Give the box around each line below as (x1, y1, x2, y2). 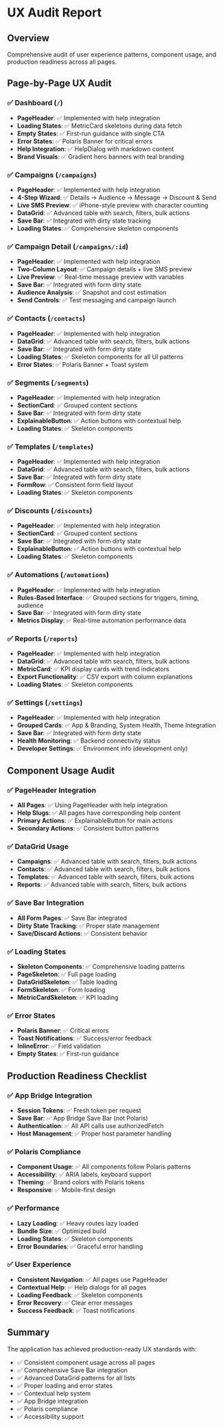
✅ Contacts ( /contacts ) (7, 314, 86, 324)
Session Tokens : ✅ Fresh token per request (16, 1106, 142, 1114)
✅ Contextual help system (16, 1389, 91, 1397)
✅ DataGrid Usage (7, 842, 69, 851)
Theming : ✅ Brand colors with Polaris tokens (16, 1178, 145, 1187)
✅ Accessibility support (16, 1412, 84, 1420)
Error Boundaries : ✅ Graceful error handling (16, 1242, 143, 1250)
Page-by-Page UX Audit (7, 78, 112, 89)
